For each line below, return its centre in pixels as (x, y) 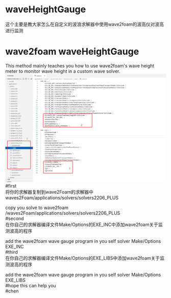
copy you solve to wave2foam (37, 208)
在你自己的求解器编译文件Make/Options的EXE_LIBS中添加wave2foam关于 (83, 258)
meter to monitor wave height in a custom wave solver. (63, 71)
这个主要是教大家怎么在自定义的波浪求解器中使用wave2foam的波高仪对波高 (85, 24)
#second (15, 218)
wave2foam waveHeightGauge (72, 52)
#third (11, 252)
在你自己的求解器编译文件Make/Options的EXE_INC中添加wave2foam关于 (82, 224)
